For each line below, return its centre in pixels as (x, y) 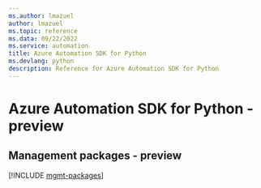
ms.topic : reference (43, 31)
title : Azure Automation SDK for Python (78, 53)
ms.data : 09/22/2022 (43, 38)
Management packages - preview (95, 156)
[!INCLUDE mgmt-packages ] (56, 175)
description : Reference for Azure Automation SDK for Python (114, 69)
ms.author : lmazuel (41, 16)
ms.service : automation (49, 46)
